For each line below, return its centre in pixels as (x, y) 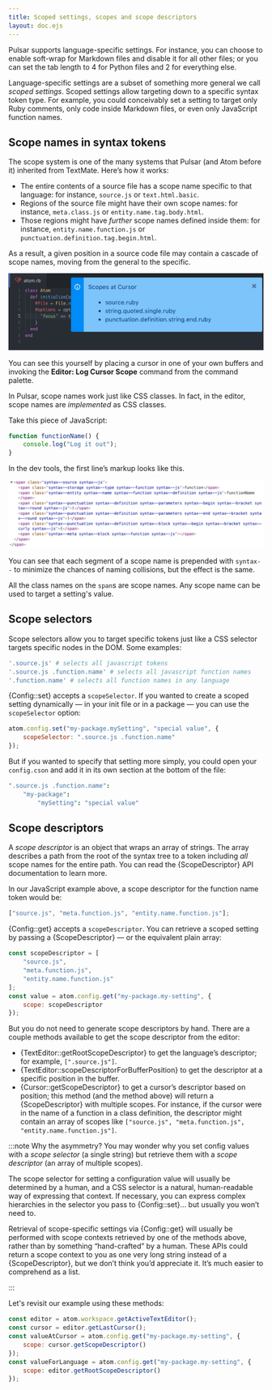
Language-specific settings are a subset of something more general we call (134, 83)
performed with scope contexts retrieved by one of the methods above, (127, 1238)
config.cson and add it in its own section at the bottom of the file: (117, 770)
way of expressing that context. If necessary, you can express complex (127, 1196)
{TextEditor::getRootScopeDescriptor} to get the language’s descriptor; (138, 1053)
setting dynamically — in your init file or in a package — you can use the (129, 704)
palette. (21, 380)
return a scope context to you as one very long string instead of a (118, 1255)
